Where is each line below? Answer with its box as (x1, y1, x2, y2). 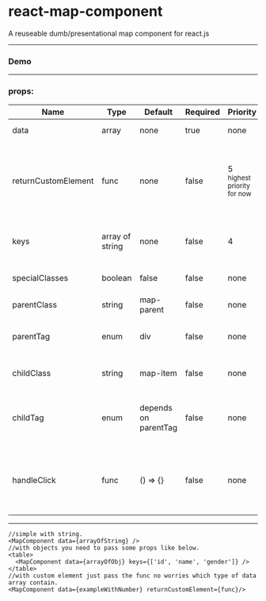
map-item (139, 367, 177, 378)
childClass (12, 367, 51, 378)
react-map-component (8, 2, 163, 21)
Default (144, 106, 173, 117)
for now (227, 189, 252, 198)
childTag (12, 412, 45, 423)
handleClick (12, 474, 57, 485)
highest (227, 173, 251, 182)
